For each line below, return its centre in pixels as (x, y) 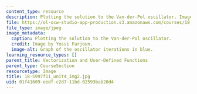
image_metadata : (26, 33)
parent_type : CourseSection (40, 66)
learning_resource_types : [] (42, 55)
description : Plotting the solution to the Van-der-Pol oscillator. (91, 17)
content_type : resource (35, 11)
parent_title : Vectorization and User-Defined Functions (77, 60)
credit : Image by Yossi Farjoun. (52, 44)
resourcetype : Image (31, 71)
